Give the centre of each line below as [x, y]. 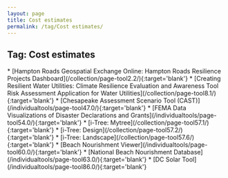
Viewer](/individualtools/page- [164, 145]
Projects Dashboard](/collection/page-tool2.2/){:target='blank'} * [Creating [114, 79]
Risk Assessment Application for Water [63, 94]
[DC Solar [167, 159]
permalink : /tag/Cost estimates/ [55, 26]
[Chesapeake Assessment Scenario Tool [118, 100]
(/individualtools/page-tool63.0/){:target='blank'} [77, 159]
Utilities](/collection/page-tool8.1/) [168, 94]
